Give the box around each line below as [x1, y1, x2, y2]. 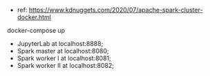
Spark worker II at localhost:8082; [17, 62, 114, 69]
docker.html [17, 13, 52, 21]
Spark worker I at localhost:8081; [17, 54, 112, 62]
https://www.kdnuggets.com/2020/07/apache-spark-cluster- [28, 6, 203, 14]
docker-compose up [7, 27, 66, 34]
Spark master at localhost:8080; [17, 47, 109, 55]
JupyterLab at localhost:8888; [17, 40, 104, 47]
